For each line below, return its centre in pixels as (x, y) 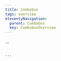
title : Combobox (22, 10)
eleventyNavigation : (26, 19)
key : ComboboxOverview (33, 28)
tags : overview (21, 14)
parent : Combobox (27, 23)
